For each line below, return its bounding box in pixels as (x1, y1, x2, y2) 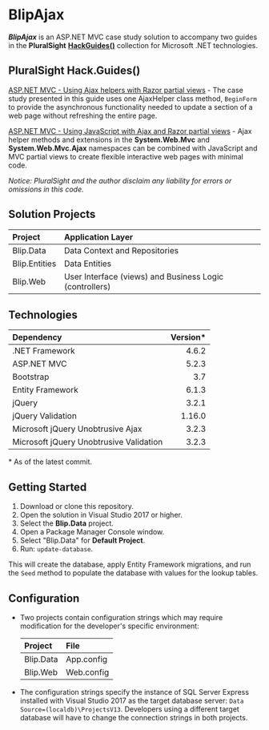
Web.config (65, 667, 110, 678)
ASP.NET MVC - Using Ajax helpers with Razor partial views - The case (8, 85, 244, 95)
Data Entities (63, 258, 112, 269)
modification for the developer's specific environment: (19, 621, 199, 631)
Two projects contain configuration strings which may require (19, 613, 223, 622)
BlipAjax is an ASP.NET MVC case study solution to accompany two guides (8, 32, 258, 42)
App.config (65, 654, 108, 664)
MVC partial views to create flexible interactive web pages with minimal (8, 151, 244, 161)
